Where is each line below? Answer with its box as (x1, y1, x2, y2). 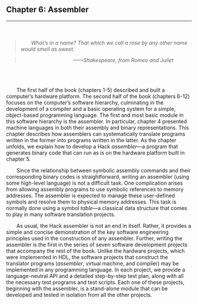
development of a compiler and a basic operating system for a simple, (6, 105, 176, 112)
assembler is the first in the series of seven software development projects (6, 241, 187, 248)
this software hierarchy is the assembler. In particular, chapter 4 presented (6, 117, 187, 125)
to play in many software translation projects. (6, 211, 116, 218)
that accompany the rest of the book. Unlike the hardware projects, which (6, 247, 185, 254)
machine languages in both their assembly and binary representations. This (6, 124, 189, 131)
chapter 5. (6, 155, 31, 162)
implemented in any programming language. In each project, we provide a (6, 266, 186, 273)
